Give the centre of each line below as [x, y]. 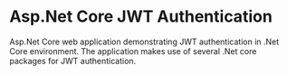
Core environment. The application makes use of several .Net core [133, 51]
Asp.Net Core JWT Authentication [141, 17]
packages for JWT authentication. [73, 61]
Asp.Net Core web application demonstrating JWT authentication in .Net [144, 42]
